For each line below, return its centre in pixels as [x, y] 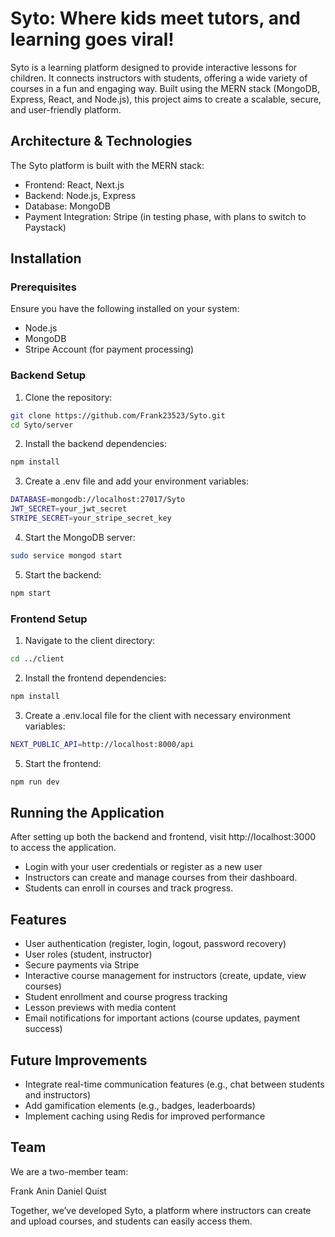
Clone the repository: [68, 397]
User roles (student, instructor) [88, 954]
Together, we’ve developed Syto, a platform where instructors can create [161, 1210]
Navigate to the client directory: [90, 641]
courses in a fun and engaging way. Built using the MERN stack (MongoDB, [165, 88]
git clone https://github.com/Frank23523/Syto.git [118, 415]
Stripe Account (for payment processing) [109, 349]
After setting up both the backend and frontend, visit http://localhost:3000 [163, 837]
